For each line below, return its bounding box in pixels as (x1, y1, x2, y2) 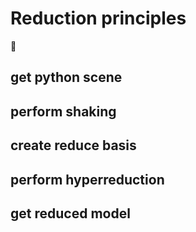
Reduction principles (10, 7, 187, 30)
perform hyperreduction (10, 171, 165, 188)
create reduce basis (10, 137, 137, 154)
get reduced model (10, 205, 131, 222)
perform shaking (10, 103, 117, 120)
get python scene (10, 69, 123, 86)
